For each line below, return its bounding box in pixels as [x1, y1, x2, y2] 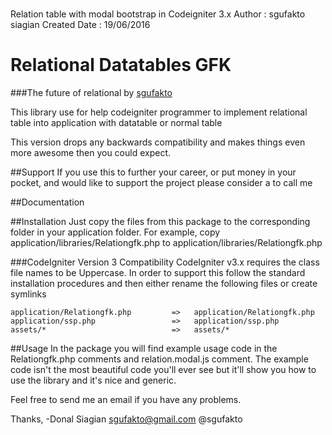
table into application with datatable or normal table [10, 117, 223, 129]
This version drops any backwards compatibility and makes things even [10, 136, 306, 148]
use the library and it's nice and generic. [10, 374, 177, 387]
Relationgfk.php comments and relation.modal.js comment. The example [10, 353, 309, 365]
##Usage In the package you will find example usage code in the [10, 343, 278, 355]
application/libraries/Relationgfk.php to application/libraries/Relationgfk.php [10, 237, 323, 249]
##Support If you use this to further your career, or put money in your [10, 166, 297, 178]
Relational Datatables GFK [10, 54, 232, 77]
